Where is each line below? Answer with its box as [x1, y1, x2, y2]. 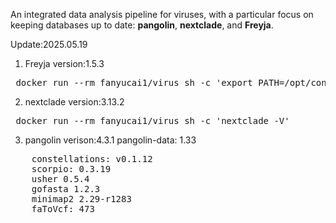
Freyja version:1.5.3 [24, 58, 105, 69]
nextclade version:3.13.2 [24, 96, 125, 108]
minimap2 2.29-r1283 [31, 194, 132, 204]
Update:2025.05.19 [10, 39, 88, 50]
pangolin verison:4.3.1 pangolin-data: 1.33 [24, 134, 197, 146]
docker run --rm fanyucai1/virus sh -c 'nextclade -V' [15, 115, 290, 126]
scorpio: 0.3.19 [31, 164, 112, 174]
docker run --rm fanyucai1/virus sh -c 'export [15, 77, 253, 88]
